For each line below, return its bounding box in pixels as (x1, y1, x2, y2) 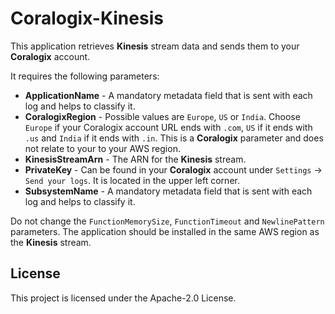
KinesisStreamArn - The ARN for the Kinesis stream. (24, 153, 247, 165)
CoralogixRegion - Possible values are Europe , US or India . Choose (24, 110, 301, 122)
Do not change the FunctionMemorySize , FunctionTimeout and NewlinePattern (10, 215, 325, 227)
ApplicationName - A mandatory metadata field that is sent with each (24, 89, 313, 101)
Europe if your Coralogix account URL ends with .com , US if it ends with (24, 121, 313, 133)
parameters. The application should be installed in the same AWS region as (10, 225, 320, 237)
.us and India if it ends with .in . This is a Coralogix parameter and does (24, 132, 324, 144)
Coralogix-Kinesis (10, 7, 164, 30)
